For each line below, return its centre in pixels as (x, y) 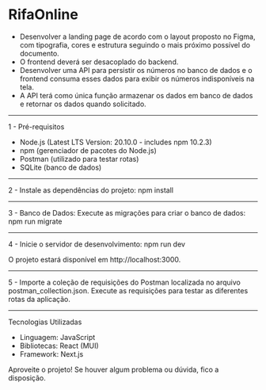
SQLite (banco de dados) (61, 167)
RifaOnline (44, 15)
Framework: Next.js (51, 354)
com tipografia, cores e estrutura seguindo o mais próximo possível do (135, 44)
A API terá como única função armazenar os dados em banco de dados (136, 95)
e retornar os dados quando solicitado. (83, 104)
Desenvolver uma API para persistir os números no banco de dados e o (136, 70)
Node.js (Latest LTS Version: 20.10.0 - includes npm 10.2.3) (116, 142)
